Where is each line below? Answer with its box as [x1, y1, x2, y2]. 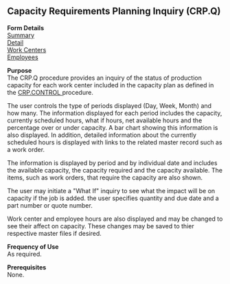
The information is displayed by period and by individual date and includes [7, 158, 218, 167]
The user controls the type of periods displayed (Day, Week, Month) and [7, 101, 211, 109]
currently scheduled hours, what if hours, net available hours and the [7, 116, 203, 124]
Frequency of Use [7, 242, 59, 250]
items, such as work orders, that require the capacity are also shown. [7, 173, 203, 182]
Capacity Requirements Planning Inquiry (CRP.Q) [7, 6, 221, 17]
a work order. [7, 145, 45, 153]
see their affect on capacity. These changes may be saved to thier [7, 221, 194, 230]
